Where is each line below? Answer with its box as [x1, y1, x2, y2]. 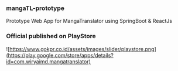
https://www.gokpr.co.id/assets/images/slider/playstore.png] [9, 45, 156, 52]
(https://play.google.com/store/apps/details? [6, 52, 114, 59]
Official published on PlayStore [6, 32, 97, 40]
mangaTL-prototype [6, 4, 65, 12]
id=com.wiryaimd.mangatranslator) [6, 58, 91, 65]
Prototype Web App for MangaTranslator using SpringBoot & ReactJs [6, 18, 173, 25]
